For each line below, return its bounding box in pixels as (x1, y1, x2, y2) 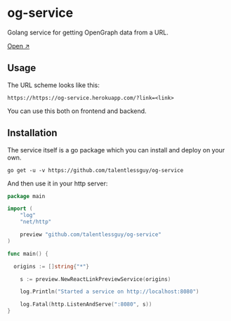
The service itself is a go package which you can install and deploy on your (7, 145, 225, 154)
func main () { (7, 250, 49, 257)
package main (7, 192, 46, 199)
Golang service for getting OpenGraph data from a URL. (7, 28, 169, 37)
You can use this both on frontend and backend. (7, 107, 147, 115)
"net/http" (20, 218, 52, 225)
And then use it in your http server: (7, 179, 108, 188)
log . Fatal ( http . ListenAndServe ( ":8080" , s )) (20, 301, 152, 308)
